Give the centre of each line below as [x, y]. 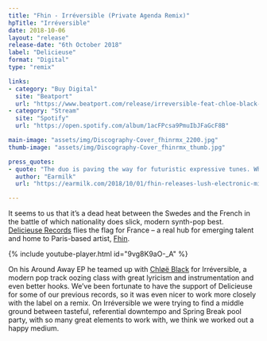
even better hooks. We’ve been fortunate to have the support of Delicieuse [130, 286]
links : [19, 81]
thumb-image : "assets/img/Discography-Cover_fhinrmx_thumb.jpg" [117, 148]
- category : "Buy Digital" [53, 89]
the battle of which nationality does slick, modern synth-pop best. [116, 222]
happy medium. [34, 328]
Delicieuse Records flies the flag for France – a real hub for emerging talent [131, 230]
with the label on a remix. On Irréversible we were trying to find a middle [126, 303]
